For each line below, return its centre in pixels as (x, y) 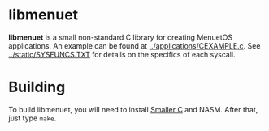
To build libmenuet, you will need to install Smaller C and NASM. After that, (133, 109)
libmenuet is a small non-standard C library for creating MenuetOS (121, 37)
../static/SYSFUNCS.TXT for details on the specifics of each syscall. (122, 54)
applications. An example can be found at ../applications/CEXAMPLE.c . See (134, 45)
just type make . (33, 118)
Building (37, 87)
